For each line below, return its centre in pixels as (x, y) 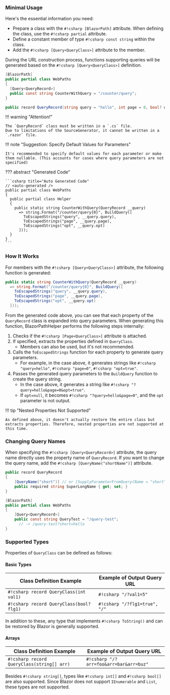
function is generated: (28, 272)
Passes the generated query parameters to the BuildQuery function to (85, 373)
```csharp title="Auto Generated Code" (47, 182)
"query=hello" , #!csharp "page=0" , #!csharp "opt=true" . (79, 368)
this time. (17, 428)
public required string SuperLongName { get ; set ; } (71, 486)
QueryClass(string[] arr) (39, 664)
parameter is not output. (45, 400)
